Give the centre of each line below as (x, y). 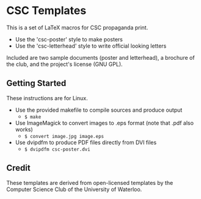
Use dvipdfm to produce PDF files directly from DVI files (86, 142)
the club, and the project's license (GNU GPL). (65, 64)
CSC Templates (46, 11)
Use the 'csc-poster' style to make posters (69, 39)
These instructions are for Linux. (47, 98)
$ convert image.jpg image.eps (64, 136)
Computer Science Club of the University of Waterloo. (74, 189)
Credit (18, 168)
